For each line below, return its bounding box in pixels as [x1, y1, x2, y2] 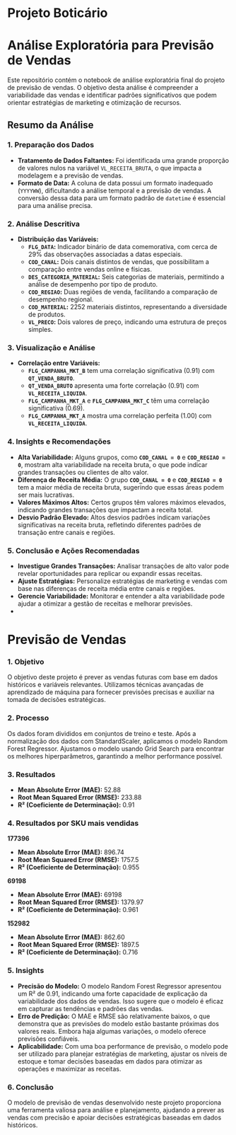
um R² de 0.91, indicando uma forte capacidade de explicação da [17, 989, 208, 998]
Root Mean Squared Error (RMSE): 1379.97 [17, 898, 143, 906]
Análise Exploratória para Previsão [7, 38, 214, 54]
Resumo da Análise [7, 119, 94, 131]
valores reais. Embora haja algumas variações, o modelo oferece [17, 1027, 206, 1035]
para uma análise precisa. [17, 201, 93, 209]
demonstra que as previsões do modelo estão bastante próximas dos [17, 1019, 219, 1027]
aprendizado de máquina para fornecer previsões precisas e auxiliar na [7, 688, 215, 696]
